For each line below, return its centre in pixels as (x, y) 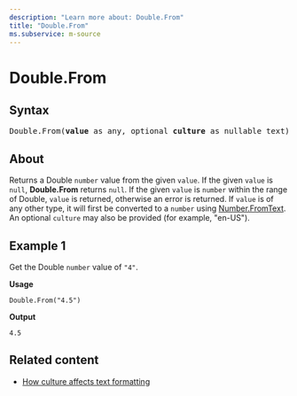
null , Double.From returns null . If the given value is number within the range (148, 190)
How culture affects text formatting (86, 381)
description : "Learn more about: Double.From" (97, 17)
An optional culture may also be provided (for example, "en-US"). (129, 218)
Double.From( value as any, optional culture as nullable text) (149, 131)
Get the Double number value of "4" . (74, 267)
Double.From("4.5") (45, 300)
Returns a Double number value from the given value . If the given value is (141, 180)
